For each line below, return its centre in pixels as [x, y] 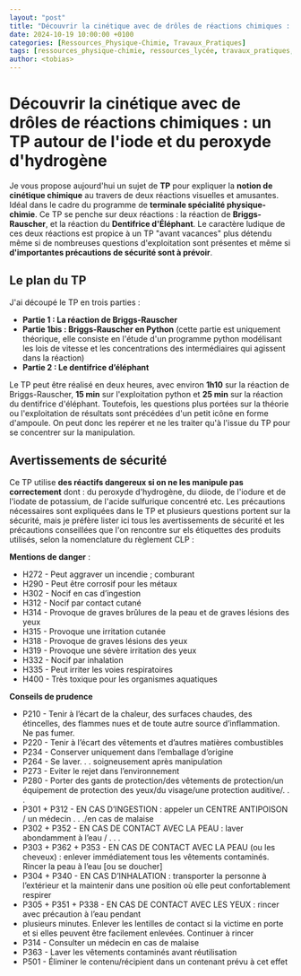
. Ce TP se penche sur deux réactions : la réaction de [133, 214]
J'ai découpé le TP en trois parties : [75, 302]
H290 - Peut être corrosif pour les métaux [99, 583]
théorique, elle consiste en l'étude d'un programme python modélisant [152, 338]
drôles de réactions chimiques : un [140, 123]
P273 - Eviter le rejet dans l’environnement [101, 771]
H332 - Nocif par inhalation [73, 659]
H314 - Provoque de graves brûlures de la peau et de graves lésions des [155, 612]
